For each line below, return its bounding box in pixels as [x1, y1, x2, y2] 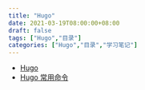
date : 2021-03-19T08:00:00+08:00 [8, 19, 120, 27]
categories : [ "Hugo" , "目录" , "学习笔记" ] [8, 41, 138, 49]
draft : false [8, 26, 52, 34]
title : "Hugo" [8, 11, 56, 20]
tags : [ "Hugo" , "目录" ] [8, 33, 82, 42]
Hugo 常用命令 [19, 72, 69, 82]
